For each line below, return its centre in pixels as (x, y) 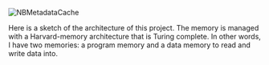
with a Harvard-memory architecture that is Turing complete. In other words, (134, 37)
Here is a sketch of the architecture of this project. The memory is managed (134, 28)
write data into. (33, 53)
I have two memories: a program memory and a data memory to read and (130, 45)
